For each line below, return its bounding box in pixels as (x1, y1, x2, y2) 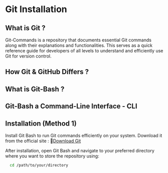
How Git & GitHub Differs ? (5, 68, 89, 76)
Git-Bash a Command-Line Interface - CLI (5, 102, 137, 110)
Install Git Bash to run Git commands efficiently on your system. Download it (5, 132, 162, 138)
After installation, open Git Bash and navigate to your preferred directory (5, 147, 154, 153)
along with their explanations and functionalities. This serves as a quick (5, 42, 153, 48)
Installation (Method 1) (5, 119, 77, 128)
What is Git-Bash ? (5, 85, 65, 93)
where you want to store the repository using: (5, 153, 99, 159)
